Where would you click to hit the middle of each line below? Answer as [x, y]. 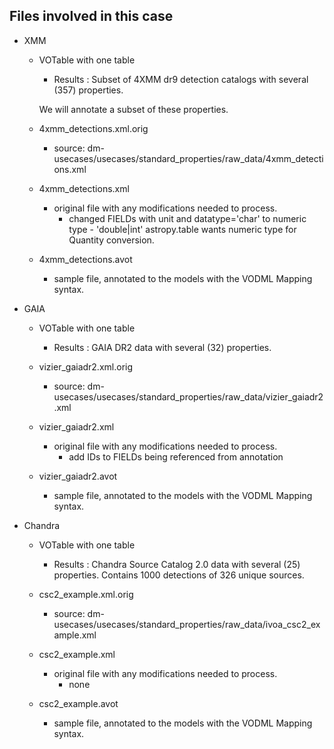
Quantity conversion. [111, 240]
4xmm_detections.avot [85, 259]
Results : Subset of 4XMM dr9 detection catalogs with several [181, 79]
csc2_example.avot [78, 703]
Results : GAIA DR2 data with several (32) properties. [162, 347]
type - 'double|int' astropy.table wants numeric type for [182, 229]
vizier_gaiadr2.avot [78, 476]
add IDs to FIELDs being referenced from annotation [176, 456]
